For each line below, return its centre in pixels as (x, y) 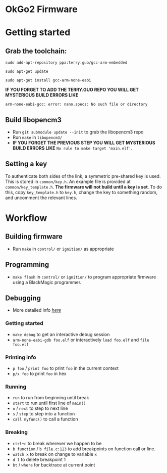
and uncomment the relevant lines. (41, 198)
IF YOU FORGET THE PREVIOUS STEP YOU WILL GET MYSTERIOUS (84, 143)
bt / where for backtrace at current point (54, 465)
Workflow (26, 218)
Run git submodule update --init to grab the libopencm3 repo (78, 132)
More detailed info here (37, 310)
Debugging (23, 298)
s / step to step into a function (44, 414)
